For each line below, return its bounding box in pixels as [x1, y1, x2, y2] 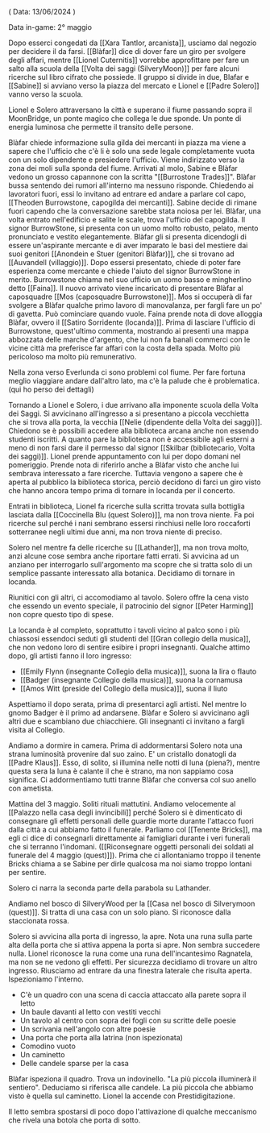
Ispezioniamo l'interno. [8, 974, 85, 984]
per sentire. [8, 868, 47, 877]
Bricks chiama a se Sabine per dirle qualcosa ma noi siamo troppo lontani [8, 859, 252, 869]
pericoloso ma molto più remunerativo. [8, 352, 137, 361]
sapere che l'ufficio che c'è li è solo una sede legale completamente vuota [8, 147, 255, 156]
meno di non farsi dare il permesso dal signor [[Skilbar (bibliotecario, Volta [8, 443, 255, 452]
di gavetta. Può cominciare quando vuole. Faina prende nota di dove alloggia [8, 309, 263, 318]
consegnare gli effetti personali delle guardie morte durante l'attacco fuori [8, 816, 254, 825]
